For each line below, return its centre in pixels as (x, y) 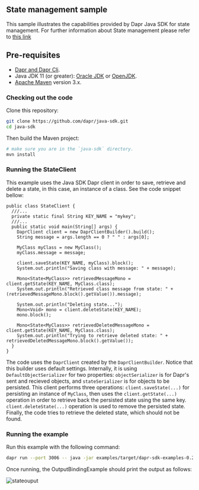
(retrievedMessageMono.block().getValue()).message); (74, 294)
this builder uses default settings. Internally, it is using (72, 368)
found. (14, 419)
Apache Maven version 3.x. (48, 82)
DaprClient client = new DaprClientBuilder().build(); (86, 232)
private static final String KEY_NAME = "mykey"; (74, 216)
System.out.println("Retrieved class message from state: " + (95, 289)
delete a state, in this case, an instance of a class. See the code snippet (94, 188)
